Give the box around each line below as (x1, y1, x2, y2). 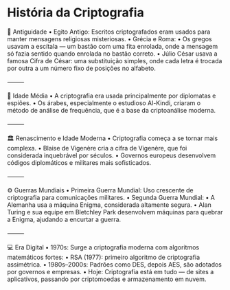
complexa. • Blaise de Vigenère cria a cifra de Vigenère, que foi (7, 144, 187, 152)
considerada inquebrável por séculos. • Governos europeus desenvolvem (7, 151, 216, 159)
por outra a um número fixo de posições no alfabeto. (7, 64, 156, 72)
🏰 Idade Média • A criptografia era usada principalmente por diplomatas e (7, 91, 216, 100)
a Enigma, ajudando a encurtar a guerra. (7, 215, 122, 223)
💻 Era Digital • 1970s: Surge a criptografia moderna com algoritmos (7, 243, 200, 252)
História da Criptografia (7, 5, 144, 21)
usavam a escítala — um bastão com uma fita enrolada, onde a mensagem (7, 42, 218, 50)
